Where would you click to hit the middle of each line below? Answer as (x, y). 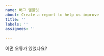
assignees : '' (20, 29)
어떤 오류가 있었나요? (26, 48)
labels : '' (17, 24)
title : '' (16, 19)
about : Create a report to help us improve (52, 15)
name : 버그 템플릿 (22, 10)
